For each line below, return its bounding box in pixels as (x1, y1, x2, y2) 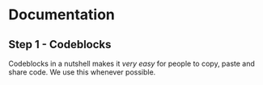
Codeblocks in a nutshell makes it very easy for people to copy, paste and (8, 59, 255, 68)
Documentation (8, 6, 116, 24)
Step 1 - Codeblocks (8, 38, 112, 51)
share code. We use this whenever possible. (8, 67, 156, 77)
